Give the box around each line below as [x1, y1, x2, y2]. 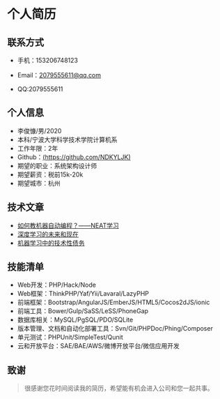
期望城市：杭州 [17, 179, 61, 187]
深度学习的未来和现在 [17, 229, 79, 238]
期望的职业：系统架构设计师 [17, 161, 97, 170]
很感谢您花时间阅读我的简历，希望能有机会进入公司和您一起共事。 [24, 384, 214, 393]
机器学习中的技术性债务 [17, 239, 85, 247]
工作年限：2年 [17, 144, 58, 152]
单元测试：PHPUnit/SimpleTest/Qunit [17, 333, 123, 342]
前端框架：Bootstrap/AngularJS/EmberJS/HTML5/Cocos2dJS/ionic [17, 298, 210, 307]
